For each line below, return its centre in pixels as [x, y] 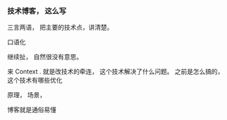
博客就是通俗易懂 [32, 110]
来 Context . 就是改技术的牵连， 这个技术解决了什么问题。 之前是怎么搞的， [116, 71]
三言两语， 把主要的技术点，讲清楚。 [60, 27]
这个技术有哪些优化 [35, 80]
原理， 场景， [27, 95]
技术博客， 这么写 [37, 10]
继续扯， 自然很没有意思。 [45, 57]
